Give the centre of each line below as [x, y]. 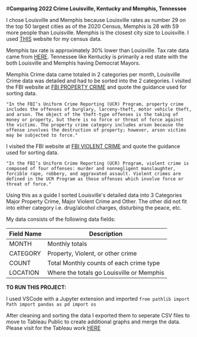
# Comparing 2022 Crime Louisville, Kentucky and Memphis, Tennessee [96, 9]
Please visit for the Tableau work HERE [54, 328]
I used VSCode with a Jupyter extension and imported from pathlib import [98, 299]
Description [106, 234]
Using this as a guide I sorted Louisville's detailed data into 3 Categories [94, 195]
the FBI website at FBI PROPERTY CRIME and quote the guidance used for [96, 87]
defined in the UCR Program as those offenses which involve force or [95, 179]
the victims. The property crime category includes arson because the [95, 125]
